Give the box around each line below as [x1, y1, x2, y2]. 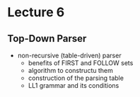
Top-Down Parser [7, 33, 87, 45]
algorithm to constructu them [28, 67, 113, 74]
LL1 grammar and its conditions [28, 81, 119, 89]
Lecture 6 [7, 4, 65, 21]
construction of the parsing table [28, 74, 124, 82]
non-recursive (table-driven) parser [17, 51, 122, 59]
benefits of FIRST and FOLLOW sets [28, 59, 134, 67]
